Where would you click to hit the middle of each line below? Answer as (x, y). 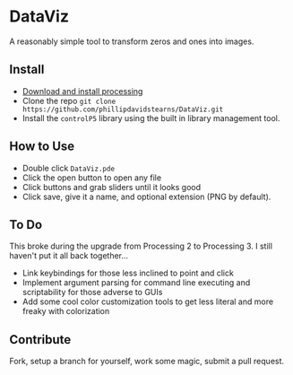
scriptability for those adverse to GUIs (92, 292)
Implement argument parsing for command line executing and (136, 283)
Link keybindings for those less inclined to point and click (128, 273)
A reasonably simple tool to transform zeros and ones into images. (132, 41)
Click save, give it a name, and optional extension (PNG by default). (146, 196)
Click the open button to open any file (92, 178)
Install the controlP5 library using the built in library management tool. (151, 118)
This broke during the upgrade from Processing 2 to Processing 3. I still (141, 246)
